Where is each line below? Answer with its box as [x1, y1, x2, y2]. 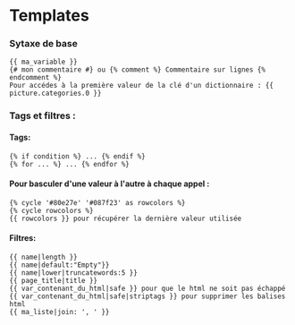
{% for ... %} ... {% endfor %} [9, 159, 130, 168]
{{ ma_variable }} [9, 57, 78, 67]
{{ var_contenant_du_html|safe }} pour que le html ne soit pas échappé [9, 284, 286, 294]
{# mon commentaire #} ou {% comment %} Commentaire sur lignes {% [9, 65, 266, 74]
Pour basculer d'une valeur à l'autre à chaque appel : [9, 178, 210, 189]
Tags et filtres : [9, 109, 76, 122]
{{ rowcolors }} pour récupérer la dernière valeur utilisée [9, 214, 242, 223]
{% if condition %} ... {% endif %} [9, 151, 146, 161]
